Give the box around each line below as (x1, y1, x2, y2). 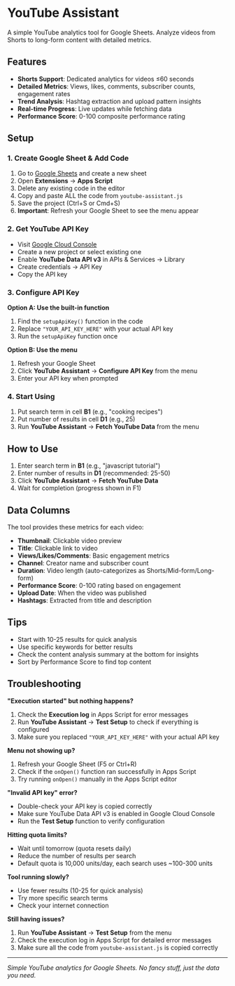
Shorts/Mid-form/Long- (146, 566, 215, 574)
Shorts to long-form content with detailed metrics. (7, 35, 152, 44)
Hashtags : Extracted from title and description (17, 596, 152, 605)
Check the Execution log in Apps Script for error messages (17, 710, 189, 718)
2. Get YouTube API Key (7, 224, 90, 234)
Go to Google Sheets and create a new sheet (17, 169, 147, 178)
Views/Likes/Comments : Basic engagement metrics (17, 551, 170, 560)
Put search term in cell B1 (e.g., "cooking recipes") (17, 407, 163, 416)
